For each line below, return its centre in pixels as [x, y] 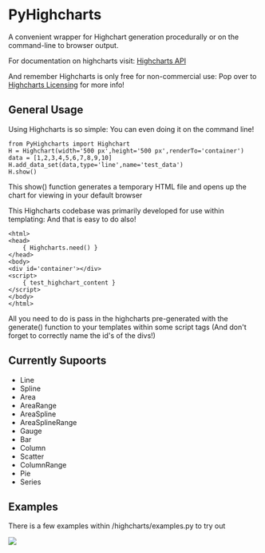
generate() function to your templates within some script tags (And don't [127, 327]
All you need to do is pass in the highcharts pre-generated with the [119, 318]
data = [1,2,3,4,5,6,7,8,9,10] [60, 157]
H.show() [23, 172]
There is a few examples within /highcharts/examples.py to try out [117, 526]
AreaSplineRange [48, 422]
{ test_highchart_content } [69, 282]
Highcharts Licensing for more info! [67, 85]
